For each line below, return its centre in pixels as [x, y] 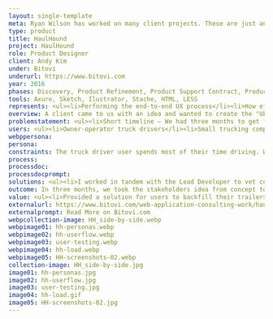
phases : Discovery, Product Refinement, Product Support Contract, [125, 91]
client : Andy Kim [38, 62]
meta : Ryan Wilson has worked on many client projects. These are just [132, 24]
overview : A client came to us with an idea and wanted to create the [130, 114]
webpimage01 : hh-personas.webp [61, 227]
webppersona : [30, 136]
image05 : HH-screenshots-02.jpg [63, 303]
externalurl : [30, 205]
